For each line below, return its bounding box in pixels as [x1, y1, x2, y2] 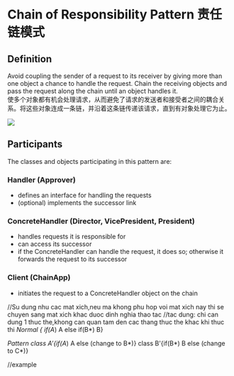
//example [7, 360, 37, 369]
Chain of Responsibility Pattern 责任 [7, 6, 223, 23]
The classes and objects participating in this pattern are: [7, 157, 172, 165]
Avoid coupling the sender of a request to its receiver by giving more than [7, 72, 223, 80]
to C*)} [7, 346, 29, 355]
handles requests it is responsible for [17, 232, 126, 241]
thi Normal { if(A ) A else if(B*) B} [7, 325, 104, 333]
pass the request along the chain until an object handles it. [7, 87, 179, 95]
